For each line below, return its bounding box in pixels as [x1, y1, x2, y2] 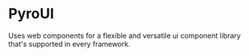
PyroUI [8, 5, 54, 23]
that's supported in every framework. [8, 39, 131, 48]
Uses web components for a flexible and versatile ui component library [8, 31, 241, 40]
